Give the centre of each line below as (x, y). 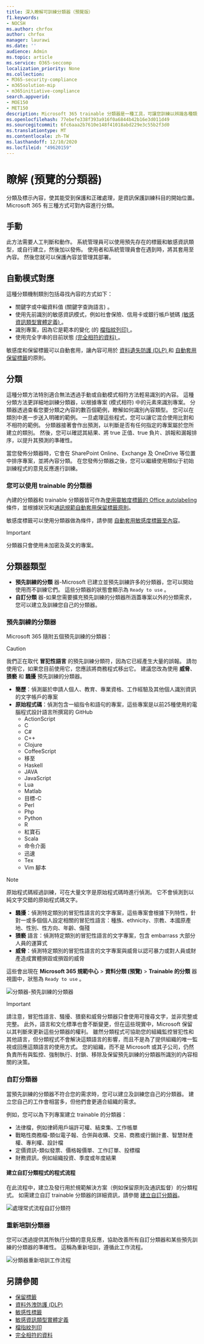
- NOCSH (16, 23)
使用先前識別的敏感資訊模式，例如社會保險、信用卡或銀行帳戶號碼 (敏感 (104, 314)
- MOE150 (17, 102)
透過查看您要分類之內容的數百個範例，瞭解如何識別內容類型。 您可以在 (105, 410)
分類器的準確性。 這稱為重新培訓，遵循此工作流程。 (81, 1247)
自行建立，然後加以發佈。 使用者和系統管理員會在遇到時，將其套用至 (108, 249)
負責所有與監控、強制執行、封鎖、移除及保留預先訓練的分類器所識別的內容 (99, 1055)
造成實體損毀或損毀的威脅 (53, 958)
